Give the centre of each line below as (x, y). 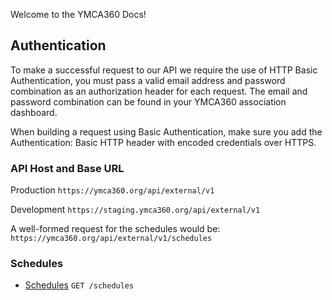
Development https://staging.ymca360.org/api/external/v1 (135, 210)
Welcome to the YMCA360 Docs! (78, 14)
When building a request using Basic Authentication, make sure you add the (166, 131)
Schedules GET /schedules (79, 285)
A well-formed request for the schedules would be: (115, 229)
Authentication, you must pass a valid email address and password (148, 80)
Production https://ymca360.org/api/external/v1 (112, 190)
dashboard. (34, 112)
